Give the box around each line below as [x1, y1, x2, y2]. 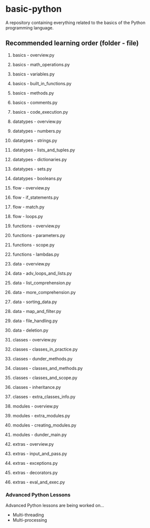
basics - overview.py [12, 52, 55, 58]
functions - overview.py [12, 223, 60, 229]
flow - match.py [12, 204, 45, 210]
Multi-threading [12, 512, 44, 518]
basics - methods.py [12, 90, 54, 96]
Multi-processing [12, 517, 47, 523]
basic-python [5, 3, 62, 15]
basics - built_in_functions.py [12, 80, 72, 86]
